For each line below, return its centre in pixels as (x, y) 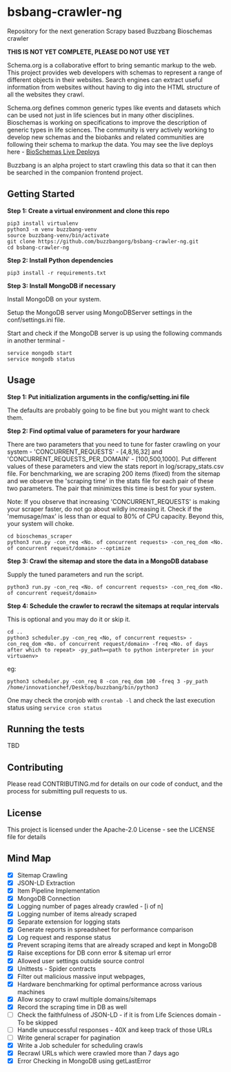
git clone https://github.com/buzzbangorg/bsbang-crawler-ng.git (103, 241)
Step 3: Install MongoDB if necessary (61, 285)
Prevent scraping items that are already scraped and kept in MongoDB (117, 945)
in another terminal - (36, 340)
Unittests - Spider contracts (57, 969)
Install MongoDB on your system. (54, 299)
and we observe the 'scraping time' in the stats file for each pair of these (110, 481)
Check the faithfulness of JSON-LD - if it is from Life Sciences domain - (119, 1015)
